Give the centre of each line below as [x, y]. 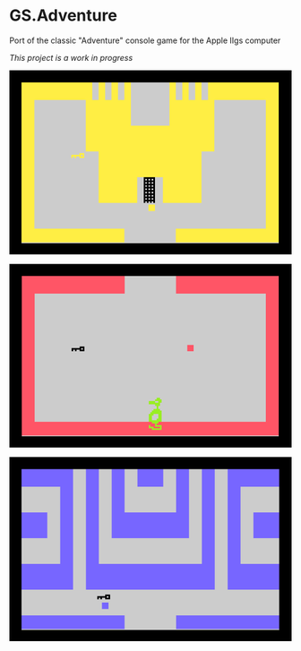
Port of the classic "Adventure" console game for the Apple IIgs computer [145, 40]
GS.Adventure [64, 16]
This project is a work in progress [71, 57]
